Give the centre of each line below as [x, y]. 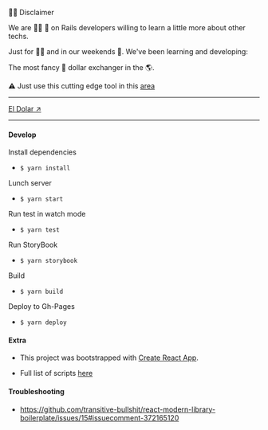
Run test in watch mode [47, 214]
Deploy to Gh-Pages [42, 307]
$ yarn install [45, 168]
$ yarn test [39, 230]
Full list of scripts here [56, 373]
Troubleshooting [37, 391]
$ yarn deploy [43, 322]
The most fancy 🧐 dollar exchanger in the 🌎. [81, 67]
